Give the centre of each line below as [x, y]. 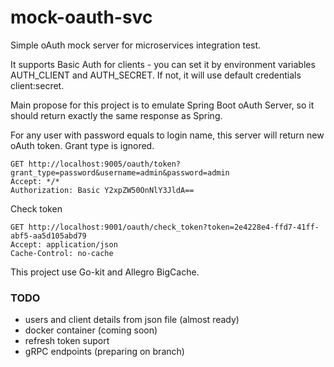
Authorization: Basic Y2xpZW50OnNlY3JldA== [102, 190]
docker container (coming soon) [91, 330]
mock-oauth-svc [81, 17]
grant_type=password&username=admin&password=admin [120, 172]
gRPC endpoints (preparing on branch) [104, 352]
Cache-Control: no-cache [62, 253]
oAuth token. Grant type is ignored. [82, 145]
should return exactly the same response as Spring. [116, 115]
